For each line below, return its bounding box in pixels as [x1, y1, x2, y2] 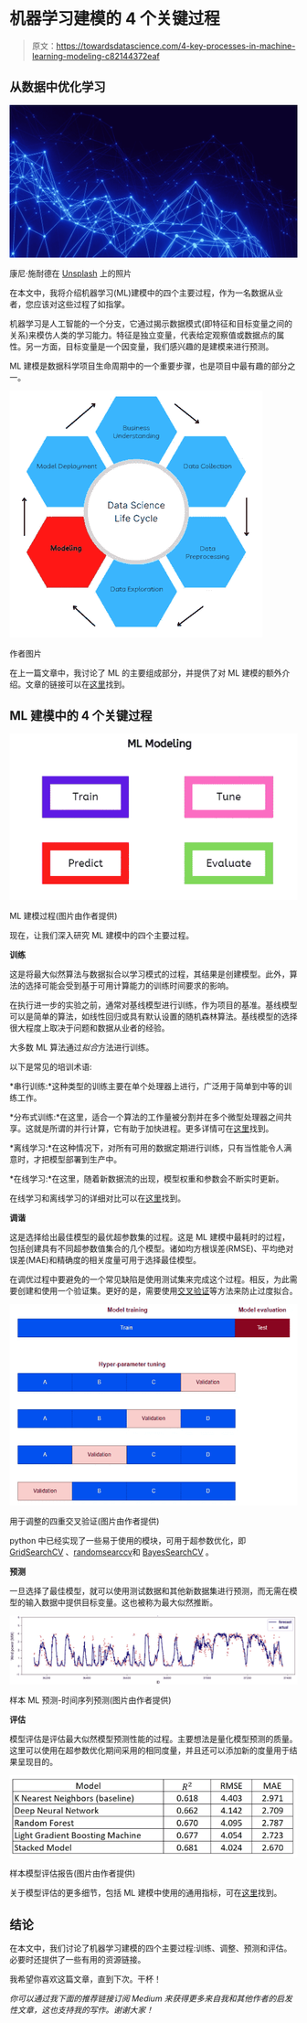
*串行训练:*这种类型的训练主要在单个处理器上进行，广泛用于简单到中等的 [9, 1081, 285, 1092]
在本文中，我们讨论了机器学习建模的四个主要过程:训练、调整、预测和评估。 [9, 1943, 292, 1953]
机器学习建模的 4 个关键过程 [9, 8, 221, 29]
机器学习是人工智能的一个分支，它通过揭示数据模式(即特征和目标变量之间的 [9, 318, 293, 329]
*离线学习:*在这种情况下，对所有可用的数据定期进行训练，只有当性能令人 [9, 1142, 285, 1153]
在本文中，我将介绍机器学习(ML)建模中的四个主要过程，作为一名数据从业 [9, 287, 283, 298]
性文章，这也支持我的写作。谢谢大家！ [9, 2005, 153, 2016]
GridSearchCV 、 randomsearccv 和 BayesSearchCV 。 [9, 1547, 215, 1557]
